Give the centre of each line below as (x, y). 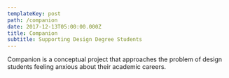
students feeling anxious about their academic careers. (87, 67)
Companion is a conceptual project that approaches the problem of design (115, 59)
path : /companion (33, 20)
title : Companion (33, 33)
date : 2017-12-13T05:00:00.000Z (54, 26)
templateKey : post (34, 14)
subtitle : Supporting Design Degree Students (75, 40)
